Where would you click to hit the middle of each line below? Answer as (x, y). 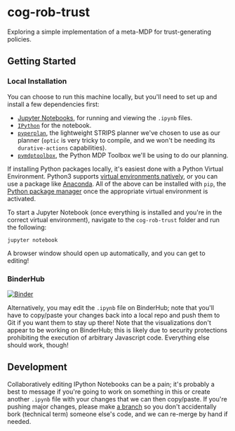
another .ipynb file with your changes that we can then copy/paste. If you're (117, 399)
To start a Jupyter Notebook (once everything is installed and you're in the (115, 212)
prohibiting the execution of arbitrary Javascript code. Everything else (108, 337)
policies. (19, 39)
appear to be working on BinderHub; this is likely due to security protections (117, 330)
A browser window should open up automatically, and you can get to (106, 253)
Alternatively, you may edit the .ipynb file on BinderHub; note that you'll (111, 307)
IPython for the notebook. (54, 125)
